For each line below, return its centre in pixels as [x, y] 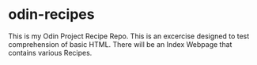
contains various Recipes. [50, 52]
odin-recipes [51, 14]
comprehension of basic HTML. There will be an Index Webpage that [120, 44]
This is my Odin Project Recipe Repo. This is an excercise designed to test [129, 36]
